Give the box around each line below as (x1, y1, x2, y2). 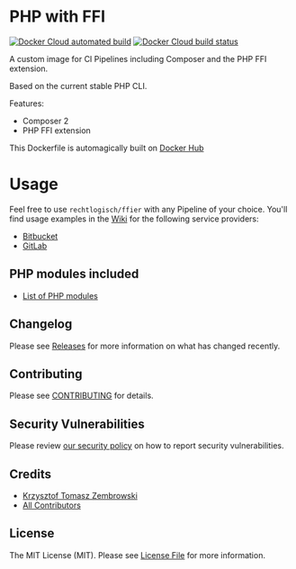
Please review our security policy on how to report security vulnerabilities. (9, 440, 284, 451)
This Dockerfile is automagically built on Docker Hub (9, 142, 204, 153)
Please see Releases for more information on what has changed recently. (9, 340, 281, 351)
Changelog (9, 317, 73, 332)
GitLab (22, 240, 48, 251)
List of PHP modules (22, 290, 99, 301)
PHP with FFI (9, 6, 106, 27)
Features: (9, 97, 45, 109)
